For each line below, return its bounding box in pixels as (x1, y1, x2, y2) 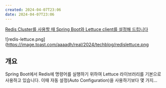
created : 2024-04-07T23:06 (5, 7, 61, 12)
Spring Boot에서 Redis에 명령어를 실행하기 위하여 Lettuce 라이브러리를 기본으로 (5, 71, 162, 77)
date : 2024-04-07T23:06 (5, 12, 55, 17)
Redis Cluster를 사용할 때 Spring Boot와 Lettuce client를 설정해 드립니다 (5, 26, 149, 32)
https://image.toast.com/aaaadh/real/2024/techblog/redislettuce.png (6, 41, 149, 47)
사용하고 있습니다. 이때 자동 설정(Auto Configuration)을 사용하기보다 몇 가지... (5, 78, 158, 84)
